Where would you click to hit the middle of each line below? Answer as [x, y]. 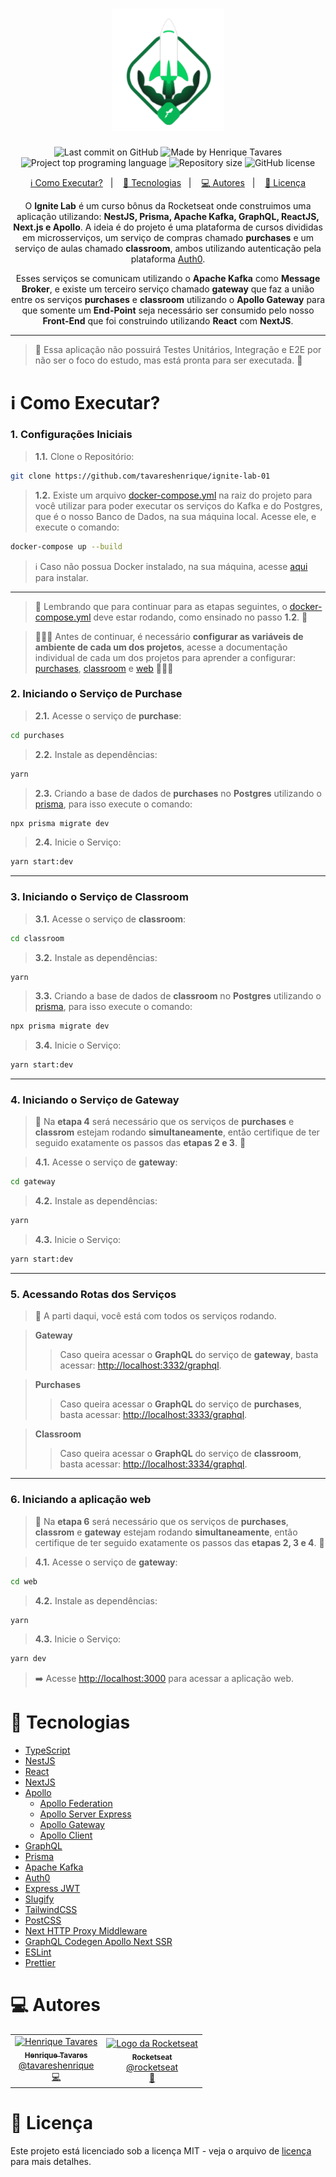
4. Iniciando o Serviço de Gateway [95, 1100]
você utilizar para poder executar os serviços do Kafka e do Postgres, [178, 505]
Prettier [40, 1963]
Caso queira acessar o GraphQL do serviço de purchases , [180, 1404]
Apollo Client [66, 1835]
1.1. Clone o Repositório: [84, 456]
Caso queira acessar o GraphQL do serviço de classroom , [180, 1454]
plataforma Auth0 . [168, 259]
